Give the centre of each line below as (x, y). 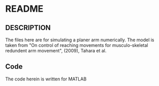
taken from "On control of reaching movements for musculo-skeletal (77, 45)
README (24, 9)
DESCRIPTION (28, 28)
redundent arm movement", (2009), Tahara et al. (56, 51)
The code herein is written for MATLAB (46, 79)
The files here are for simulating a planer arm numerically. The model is (80, 40)
